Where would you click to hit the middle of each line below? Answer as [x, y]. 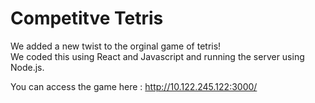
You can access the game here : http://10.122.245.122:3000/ [134, 86]
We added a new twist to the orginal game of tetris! [116, 46]
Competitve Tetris [87, 18]
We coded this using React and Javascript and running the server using [157, 56]
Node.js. [27, 67]
